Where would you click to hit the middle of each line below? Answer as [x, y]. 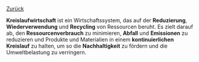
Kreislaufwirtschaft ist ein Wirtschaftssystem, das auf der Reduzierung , [97, 20]
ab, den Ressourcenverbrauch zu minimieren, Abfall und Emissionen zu [97, 33]
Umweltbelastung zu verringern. [46, 52]
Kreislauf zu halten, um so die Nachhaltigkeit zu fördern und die [87, 46]
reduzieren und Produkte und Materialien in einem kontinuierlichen [90, 39]
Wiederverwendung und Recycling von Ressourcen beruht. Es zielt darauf [100, 27]
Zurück [15, 9]
